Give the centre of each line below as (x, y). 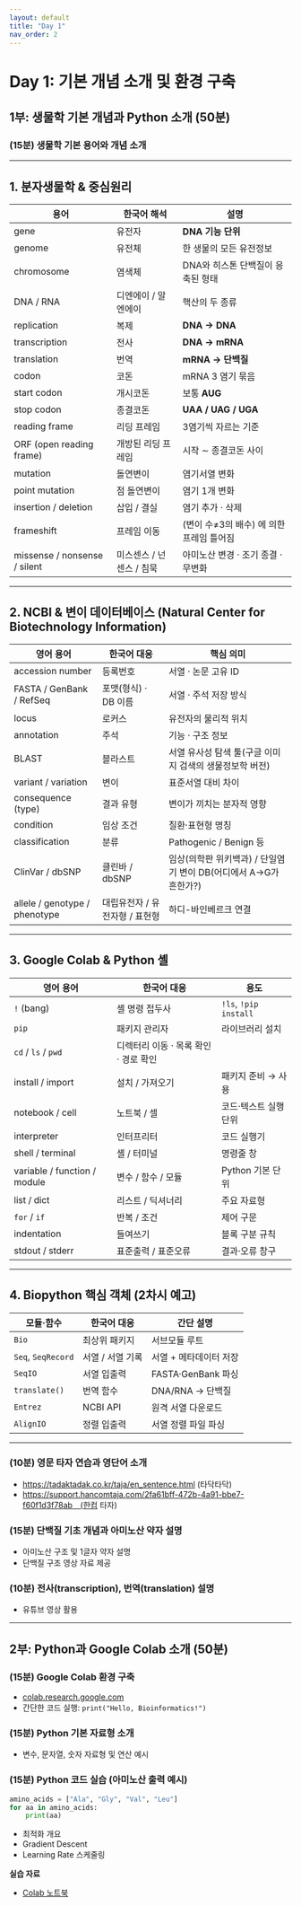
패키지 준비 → (249, 1076)
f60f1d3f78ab (47, 1505)
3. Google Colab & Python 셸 (89, 960)
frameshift (35, 531)
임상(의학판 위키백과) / (213, 858)
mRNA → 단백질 (215, 360)
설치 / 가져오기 (145, 1083)
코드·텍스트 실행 (253, 1106)
